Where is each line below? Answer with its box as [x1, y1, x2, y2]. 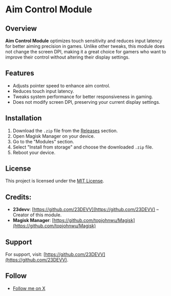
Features [5, 69, 34, 78]
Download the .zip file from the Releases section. [12, 127, 118, 134]
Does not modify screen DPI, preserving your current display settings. [12, 99, 160, 105]
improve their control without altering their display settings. [5, 54, 130, 60]
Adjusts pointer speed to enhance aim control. [12, 82, 111, 88]
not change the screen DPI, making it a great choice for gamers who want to [5, 49, 166, 54]
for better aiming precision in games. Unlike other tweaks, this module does [5, 43, 165, 49]
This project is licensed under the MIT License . [5, 178, 104, 184]
